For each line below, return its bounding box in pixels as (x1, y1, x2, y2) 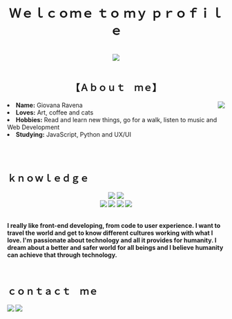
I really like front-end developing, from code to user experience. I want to (7, 221, 221, 229)
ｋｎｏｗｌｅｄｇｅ (7, 173, 89, 184)
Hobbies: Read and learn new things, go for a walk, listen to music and (16, 115, 217, 124)
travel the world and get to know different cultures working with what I (7, 229, 213, 237)
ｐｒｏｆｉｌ (150, 6, 223, 21)
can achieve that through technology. (7, 251, 117, 259)
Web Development (7, 123, 60, 131)
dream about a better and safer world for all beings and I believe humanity (7, 243, 224, 251)
